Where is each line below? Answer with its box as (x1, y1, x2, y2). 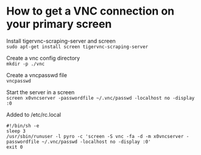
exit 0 (6, 144, 23, 150)
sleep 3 (6, 128, 26, 134)
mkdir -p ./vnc (6, 61, 45, 67)
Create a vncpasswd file (6, 71, 68, 78)
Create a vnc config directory (6, 54, 80, 61)
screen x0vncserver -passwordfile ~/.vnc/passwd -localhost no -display (6, 95, 195, 101)
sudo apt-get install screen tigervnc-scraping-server (6, 44, 149, 50)
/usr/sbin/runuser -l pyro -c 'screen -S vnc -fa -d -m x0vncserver (6, 133, 184, 139)
